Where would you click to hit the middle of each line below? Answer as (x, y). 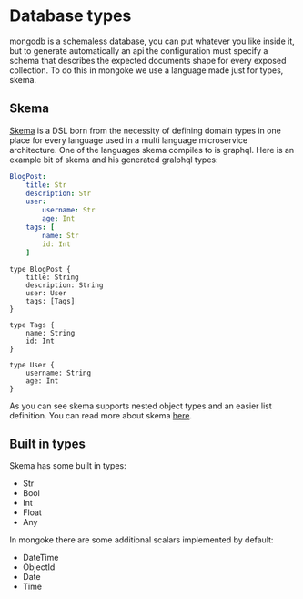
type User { (32, 365)
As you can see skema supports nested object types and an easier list (141, 406)
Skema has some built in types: (68, 466)
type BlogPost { (40, 269)
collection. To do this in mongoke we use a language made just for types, (146, 70)
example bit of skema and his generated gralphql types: (114, 160)
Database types (71, 16)
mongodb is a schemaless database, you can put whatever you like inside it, (152, 41)
